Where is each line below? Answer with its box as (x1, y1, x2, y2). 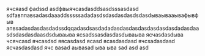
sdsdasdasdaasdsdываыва (6, 31, 75, 38)
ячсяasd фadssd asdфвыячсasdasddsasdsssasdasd (6, 5, 139, 12)
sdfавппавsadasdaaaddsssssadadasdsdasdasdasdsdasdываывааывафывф (6, 12, 199, 19)
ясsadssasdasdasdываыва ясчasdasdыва (76, 31, 184, 38)
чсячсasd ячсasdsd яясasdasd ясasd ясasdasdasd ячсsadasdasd (6, 38, 176, 44)
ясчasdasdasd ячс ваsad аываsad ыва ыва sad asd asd (6, 44, 149, 51)
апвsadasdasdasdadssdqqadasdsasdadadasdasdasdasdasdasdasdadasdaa (6, 24, 199, 32)
